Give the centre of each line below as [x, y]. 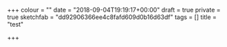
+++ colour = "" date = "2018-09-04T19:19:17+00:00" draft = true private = [114, 10]
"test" [15, 24]
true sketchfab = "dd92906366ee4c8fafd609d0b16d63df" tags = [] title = [112, 17]
